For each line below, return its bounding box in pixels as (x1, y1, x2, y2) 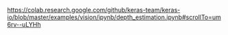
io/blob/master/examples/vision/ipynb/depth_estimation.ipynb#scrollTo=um (7, 13, 222, 21)
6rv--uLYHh (7, 21, 41, 28)
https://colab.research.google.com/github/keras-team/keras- (7, 6, 181, 14)
